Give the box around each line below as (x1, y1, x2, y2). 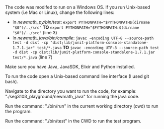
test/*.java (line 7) (12, 54, 53, 60)
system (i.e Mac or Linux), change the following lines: (5, 9, 115, 15)
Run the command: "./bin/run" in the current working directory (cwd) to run (5, 103, 159, 109)
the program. (5, 109, 32, 114)
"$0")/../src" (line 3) (12, 30, 57, 35)
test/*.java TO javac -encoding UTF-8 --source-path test (37, 45, 160, 50)
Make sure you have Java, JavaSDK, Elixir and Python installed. (5, 64, 135, 69)
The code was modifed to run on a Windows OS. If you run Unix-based (5, 4, 151, 10)
